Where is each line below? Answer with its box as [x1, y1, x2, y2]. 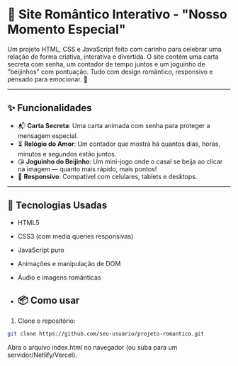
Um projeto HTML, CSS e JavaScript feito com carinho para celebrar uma [7, 45, 222, 53]
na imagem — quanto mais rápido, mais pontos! [17, 164, 157, 173]
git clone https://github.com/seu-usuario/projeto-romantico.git [7, 331, 204, 338]
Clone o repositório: [17, 316, 76, 325]
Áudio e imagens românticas [17, 273, 101, 282]
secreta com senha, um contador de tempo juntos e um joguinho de [7, 59, 205, 68]
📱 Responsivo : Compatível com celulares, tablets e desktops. [17, 172, 198, 181]
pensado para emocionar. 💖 [7, 74, 89, 84]
